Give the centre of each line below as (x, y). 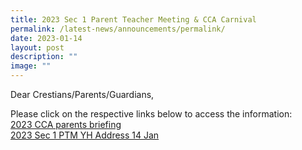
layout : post (37, 47)
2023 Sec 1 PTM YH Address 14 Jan (85, 135)
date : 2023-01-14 (46, 38)
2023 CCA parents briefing (66, 124)
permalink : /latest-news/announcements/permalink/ (118, 29)
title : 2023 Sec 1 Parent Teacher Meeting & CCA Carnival (133, 19)
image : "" (31, 66)
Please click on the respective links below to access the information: (151, 114)
